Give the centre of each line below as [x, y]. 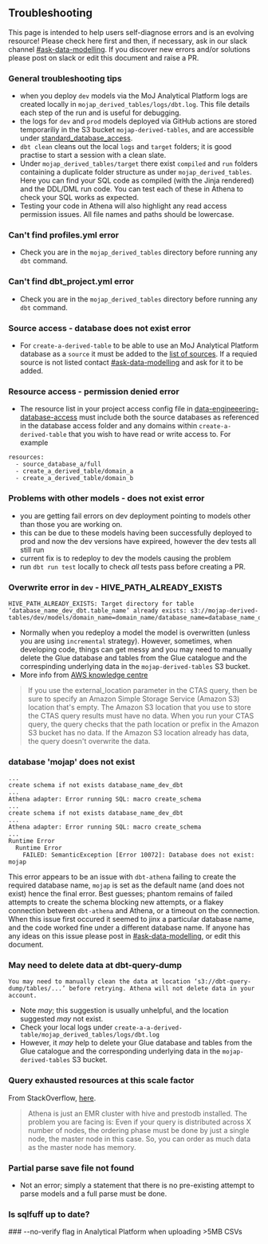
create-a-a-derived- [148, 1028]
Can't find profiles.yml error [64, 235]
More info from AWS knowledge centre [84, 675]
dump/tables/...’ [37, 989]
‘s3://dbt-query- [223, 982]
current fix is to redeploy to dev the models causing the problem [125, 558]
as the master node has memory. [82, 1147]
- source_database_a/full [59, 465]
